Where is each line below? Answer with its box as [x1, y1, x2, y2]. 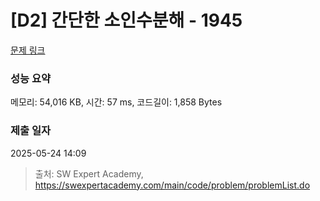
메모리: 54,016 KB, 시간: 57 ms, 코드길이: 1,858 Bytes [10, 96, 223, 108]
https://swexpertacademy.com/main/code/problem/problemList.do [34, 179, 311, 191]
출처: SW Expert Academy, [34, 167, 144, 180]
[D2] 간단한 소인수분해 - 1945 [10, 9, 243, 32]
